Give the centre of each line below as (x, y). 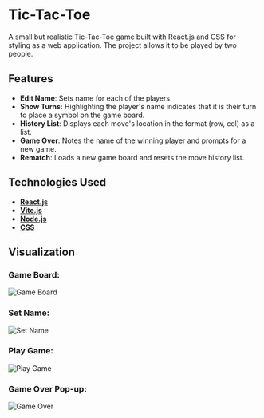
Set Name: (29, 313)
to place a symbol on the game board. (82, 115)
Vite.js (31, 210)
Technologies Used (57, 182)
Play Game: (31, 351)
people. (21, 53)
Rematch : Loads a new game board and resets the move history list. (132, 157)
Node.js (33, 219)
